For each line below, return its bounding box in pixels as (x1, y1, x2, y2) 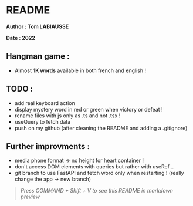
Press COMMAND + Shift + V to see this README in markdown (20, 187, 173, 194)
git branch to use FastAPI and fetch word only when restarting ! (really (14, 170, 184, 177)
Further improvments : (6, 141, 90, 151)
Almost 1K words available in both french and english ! (14, 67, 147, 74)
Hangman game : (6, 51, 70, 62)
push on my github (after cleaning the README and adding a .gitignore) (14, 124, 188, 131)
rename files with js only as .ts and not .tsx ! (14, 112, 121, 119)
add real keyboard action (14, 99, 75, 106)
